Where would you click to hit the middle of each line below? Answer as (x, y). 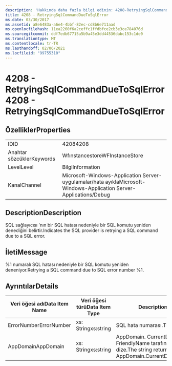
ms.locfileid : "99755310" (33, 53)
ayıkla (112, 182)
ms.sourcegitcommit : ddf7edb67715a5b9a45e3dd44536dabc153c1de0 (74, 34)
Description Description (44, 213)
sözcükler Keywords (31, 159)
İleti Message (26, 252)
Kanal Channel (25, 185)
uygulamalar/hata (83, 182)
